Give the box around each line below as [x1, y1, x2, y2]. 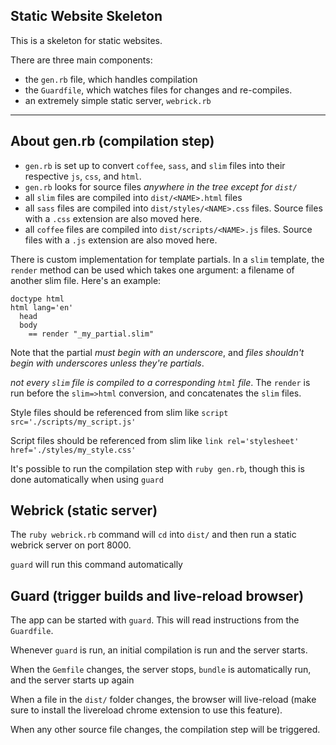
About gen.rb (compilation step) [10, 133, 215, 150]
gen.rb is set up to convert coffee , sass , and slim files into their [24, 159, 286, 171]
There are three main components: [10, 54, 153, 66]
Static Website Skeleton [10, 8, 163, 25]
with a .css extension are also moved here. [24, 212, 203, 224]
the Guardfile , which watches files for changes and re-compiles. [24, 84, 293, 96]
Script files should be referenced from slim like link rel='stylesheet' [10, 434, 300, 446]
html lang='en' [10, 302, 74, 313]
